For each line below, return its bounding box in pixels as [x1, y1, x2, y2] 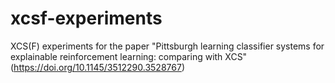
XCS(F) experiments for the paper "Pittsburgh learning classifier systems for [10, 40, 325, 52]
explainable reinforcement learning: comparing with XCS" [10, 50, 248, 62]
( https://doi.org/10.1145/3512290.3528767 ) [10, 61, 185, 73]
